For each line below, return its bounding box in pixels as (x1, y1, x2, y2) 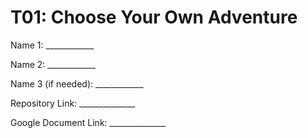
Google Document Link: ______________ (10, 116, 166, 128)
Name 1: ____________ (10, 39, 95, 51)
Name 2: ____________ (10, 58, 96, 70)
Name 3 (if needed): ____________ (10, 77, 144, 90)
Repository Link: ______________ (10, 97, 136, 109)
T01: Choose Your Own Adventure (10, 6, 298, 29)
